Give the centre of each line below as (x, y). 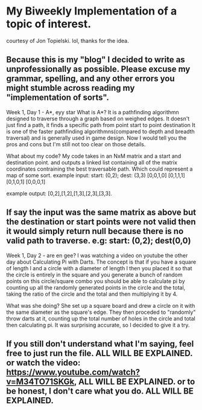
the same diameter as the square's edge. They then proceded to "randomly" (101, 312)
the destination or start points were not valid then (101, 222)
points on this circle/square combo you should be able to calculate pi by (96, 281)
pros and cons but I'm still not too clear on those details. (76, 144)
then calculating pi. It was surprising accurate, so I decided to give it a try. (98, 325)
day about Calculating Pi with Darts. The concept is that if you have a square (101, 262)
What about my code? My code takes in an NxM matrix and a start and (94, 156)
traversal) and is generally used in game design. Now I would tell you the (96, 138)
